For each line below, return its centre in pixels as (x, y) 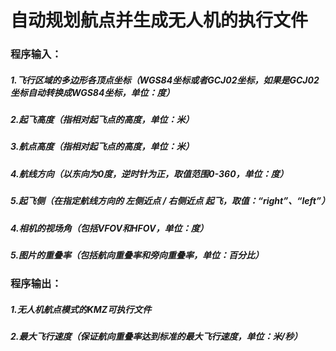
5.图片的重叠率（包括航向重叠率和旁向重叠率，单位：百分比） (137, 255)
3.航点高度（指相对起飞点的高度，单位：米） (102, 147)
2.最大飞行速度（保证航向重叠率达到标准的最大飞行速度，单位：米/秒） (156, 337)
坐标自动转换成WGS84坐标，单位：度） (92, 92)
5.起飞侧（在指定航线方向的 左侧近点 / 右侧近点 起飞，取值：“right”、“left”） (170, 201)
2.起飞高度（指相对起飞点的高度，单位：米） (102, 120)
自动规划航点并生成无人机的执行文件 (159, 20)
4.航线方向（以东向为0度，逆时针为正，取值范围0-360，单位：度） (149, 173)
